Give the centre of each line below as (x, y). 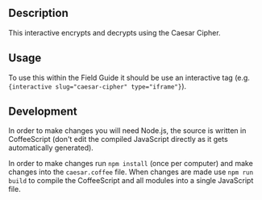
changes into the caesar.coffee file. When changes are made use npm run (131, 172)
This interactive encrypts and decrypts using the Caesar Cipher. (114, 32)
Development (43, 112)
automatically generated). (51, 148)
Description (38, 13)
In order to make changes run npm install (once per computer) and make (131, 164)
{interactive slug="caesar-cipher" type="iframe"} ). (98, 86)
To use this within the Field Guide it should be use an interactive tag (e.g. (129, 77)
